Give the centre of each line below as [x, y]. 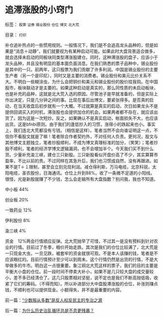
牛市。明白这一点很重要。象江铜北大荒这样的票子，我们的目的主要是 [90, 265]
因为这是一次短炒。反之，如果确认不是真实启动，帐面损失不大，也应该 [88, 118]
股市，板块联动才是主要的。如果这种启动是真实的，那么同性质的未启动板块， [81, 88]
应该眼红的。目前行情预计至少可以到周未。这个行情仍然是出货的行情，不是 [79, 259]
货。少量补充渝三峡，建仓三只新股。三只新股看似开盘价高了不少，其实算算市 [81, 154]
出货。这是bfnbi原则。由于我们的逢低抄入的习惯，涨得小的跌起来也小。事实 [80, 124]
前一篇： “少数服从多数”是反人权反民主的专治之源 [54, 300]
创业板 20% [17, 200]
